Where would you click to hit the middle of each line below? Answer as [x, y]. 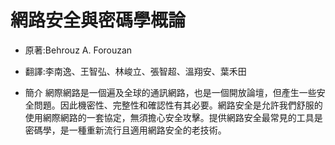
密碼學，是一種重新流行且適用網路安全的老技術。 [125, 130]
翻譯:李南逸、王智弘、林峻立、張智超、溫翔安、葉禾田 [135, 71]
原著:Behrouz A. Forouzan [78, 50]
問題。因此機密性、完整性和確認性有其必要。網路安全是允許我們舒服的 [178, 105]
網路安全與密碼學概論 [98, 20]
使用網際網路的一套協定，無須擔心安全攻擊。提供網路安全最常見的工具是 [173, 117]
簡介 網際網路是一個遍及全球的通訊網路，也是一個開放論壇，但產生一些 [170, 92]
